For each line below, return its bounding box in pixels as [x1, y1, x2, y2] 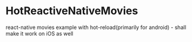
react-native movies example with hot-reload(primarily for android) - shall [5, 24, 187, 31]
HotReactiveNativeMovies [5, 4, 138, 18]
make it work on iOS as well [5, 30, 74, 37]
